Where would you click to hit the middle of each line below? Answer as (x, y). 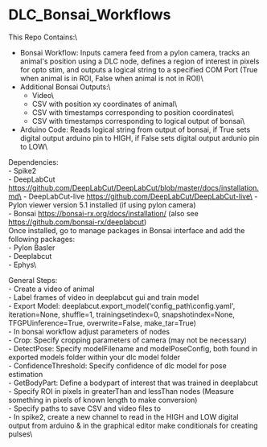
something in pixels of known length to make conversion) (103, 400)
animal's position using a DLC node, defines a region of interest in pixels (140, 61)
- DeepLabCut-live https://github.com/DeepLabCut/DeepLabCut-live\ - (140, 196)
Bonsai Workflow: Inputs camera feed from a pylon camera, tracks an (135, 52)
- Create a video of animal (51, 289)
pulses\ (21, 434)
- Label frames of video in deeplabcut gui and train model (104, 297)
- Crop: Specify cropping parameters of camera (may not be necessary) (128, 340)
